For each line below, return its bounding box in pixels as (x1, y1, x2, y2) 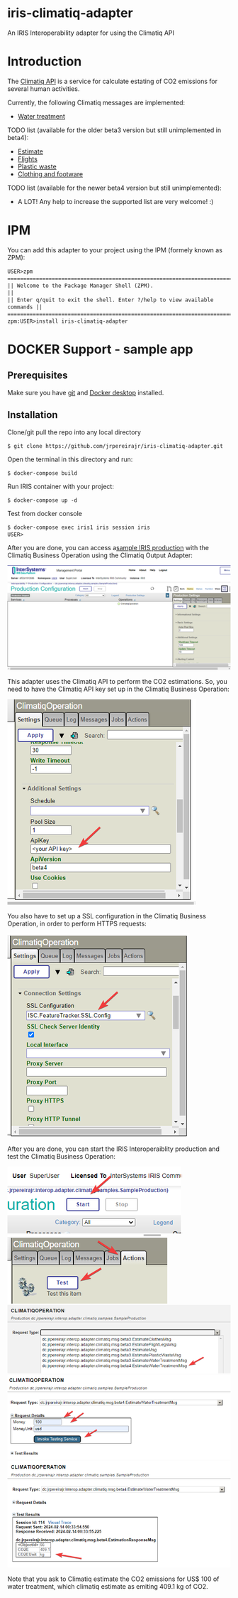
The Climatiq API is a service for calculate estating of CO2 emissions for (7, 77, 218, 85)
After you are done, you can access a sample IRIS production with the (7, 543, 209, 552)
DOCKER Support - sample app (7, 341, 193, 357)
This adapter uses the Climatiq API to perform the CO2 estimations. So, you (7, 677, 228, 685)
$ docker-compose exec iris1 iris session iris (7, 524, 151, 531)
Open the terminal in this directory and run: (7, 455, 133, 463)
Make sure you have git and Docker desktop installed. (7, 388, 164, 397)
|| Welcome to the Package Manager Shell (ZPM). (7, 282, 154, 289)
